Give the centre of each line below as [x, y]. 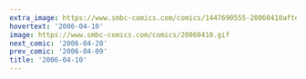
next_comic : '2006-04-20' [58, 43]
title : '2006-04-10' [49, 60]
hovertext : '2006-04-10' [56, 26]
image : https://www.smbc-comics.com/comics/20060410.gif [120, 35]
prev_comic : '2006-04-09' [58, 52]
